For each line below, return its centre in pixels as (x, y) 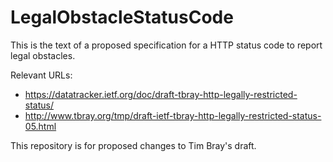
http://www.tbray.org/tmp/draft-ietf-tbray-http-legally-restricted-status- (173, 115)
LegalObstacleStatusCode (122, 17)
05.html (40, 126)
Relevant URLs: (41, 75)
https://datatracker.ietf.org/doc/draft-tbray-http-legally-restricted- (161, 94)
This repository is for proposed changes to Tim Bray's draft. (133, 145)
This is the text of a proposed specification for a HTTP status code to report (166, 45)
